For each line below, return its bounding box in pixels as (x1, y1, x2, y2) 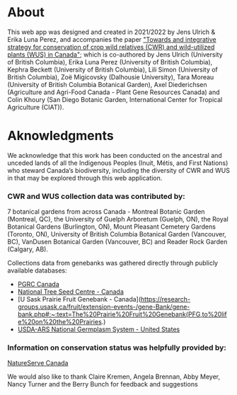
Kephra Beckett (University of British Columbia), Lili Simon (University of (7, 65, 218, 74)
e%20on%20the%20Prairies (17, 318, 103, 326)
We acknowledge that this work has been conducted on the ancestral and (7, 151, 223, 159)
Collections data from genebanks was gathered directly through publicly (7, 259, 218, 268)
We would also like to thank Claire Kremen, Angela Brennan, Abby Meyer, (7, 372, 221, 381)
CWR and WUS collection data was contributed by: (7, 191, 185, 201)
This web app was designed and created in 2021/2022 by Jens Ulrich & (7, 28, 216, 36)
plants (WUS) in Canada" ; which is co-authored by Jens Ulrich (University (7, 50, 223, 59)
